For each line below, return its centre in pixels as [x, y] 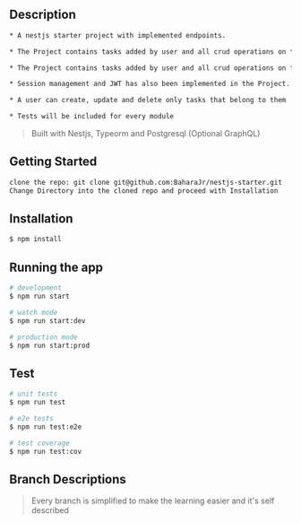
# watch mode [34, 312]
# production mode [43, 337]
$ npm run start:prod [50, 345]
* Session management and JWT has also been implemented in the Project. [150, 84]
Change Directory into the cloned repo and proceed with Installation [144, 191]
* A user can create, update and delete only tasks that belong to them [148, 100]
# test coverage [39, 443]
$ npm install [36, 240]
